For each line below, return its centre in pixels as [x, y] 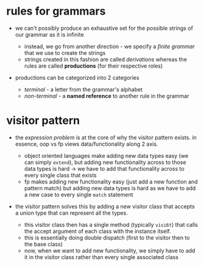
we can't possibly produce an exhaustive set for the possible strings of [104, 28]
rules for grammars [56, 11]
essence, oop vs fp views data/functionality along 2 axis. [86, 144]
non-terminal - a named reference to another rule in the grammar [107, 96]
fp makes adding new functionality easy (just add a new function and [111, 182]
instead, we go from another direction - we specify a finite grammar [109, 46]
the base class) [43, 244]
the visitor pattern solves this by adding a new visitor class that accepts [105, 206]
